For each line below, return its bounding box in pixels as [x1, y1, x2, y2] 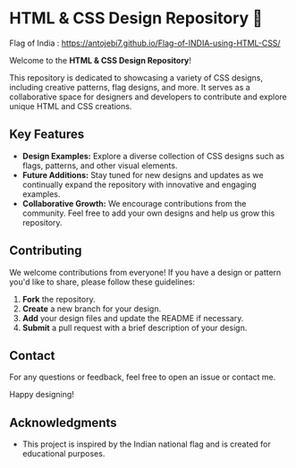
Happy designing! [9, 389, 74, 400]
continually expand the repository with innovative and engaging [21, 179, 257, 190]
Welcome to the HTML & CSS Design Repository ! [9, 55, 192, 65]
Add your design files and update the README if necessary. [21, 312, 244, 323]
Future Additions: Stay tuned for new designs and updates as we [21, 169, 264, 180]
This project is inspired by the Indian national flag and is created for [21, 438, 271, 450]
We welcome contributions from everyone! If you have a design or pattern [9, 267, 282, 277]
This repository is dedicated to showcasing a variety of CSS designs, [9, 72, 264, 83]
